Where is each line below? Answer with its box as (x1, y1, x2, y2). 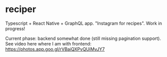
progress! (5, 25, 25, 31)
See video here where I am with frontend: (5, 40, 92, 46)
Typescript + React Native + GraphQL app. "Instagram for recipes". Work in (5, 20, 162, 26)
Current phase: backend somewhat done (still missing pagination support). (5, 35, 161, 41)
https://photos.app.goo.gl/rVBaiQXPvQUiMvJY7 (5, 46, 105, 52)
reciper (5, 4, 36, 15)
